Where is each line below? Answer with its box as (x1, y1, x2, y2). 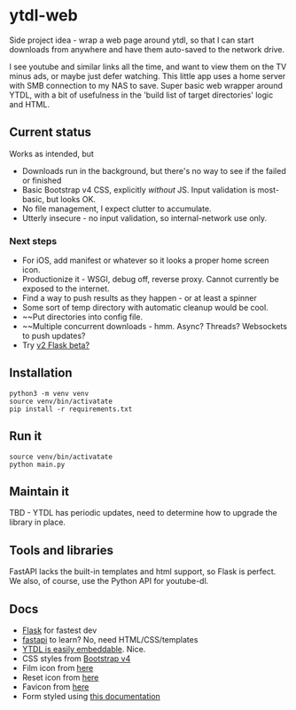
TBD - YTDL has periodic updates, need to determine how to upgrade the (9, 508, 277, 518)
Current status (9, 125, 91, 140)
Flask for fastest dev (21, 625, 97, 635)
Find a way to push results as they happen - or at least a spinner (21, 293, 257, 304)
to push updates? (21, 330, 86, 342)
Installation (9, 366, 73, 381)
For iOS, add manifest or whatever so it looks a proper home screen (21, 255, 269, 266)
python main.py (9, 460, 66, 469)
